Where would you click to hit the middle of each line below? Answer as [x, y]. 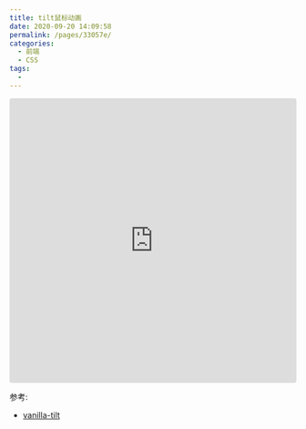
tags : [20, 69]
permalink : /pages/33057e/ [61, 35]
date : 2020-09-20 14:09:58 [61, 26]
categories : [32, 43]
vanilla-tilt [41, 414]
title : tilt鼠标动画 [46, 18]
